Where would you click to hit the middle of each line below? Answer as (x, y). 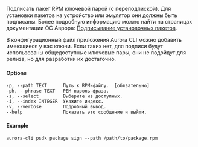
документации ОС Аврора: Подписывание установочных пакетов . (92, 28)
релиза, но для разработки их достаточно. (61, 59)
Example (18, 125)
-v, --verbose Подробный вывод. (56, 107)
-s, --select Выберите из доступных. (64, 96)
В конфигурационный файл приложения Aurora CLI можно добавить (94, 40)
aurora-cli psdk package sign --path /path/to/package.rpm (82, 139)
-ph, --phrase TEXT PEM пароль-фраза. (58, 91)
